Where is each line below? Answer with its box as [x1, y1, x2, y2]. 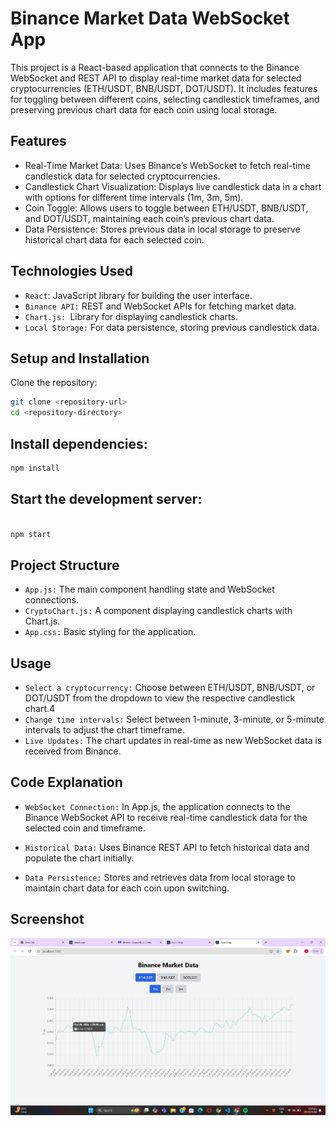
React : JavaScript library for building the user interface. [24, 289, 253, 301]
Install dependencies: [10, 435, 148, 452]
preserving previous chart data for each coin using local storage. [10, 103, 278, 116]
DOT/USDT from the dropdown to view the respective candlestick [24, 692, 296, 704]
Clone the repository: [10, 377, 98, 389]
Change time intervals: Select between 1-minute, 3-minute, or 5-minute [24, 713, 325, 725]
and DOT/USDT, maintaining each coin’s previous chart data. [24, 212, 275, 224]
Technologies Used [10, 263, 133, 280]
